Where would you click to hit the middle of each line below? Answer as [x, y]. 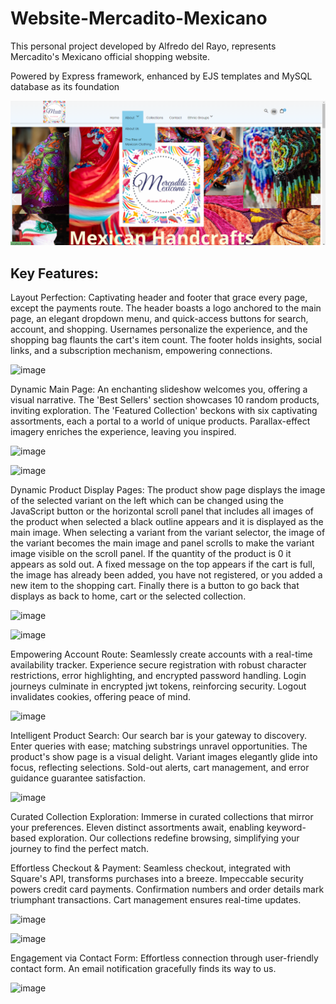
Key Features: [54, 273]
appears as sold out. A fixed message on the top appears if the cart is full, [162, 564]
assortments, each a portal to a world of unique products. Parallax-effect [160, 421]
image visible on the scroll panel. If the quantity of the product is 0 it [151, 554]
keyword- [286, 828]
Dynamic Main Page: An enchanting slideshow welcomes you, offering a [159, 389]
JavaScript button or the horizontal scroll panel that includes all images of [162, 511]
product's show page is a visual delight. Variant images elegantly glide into [164, 757]
